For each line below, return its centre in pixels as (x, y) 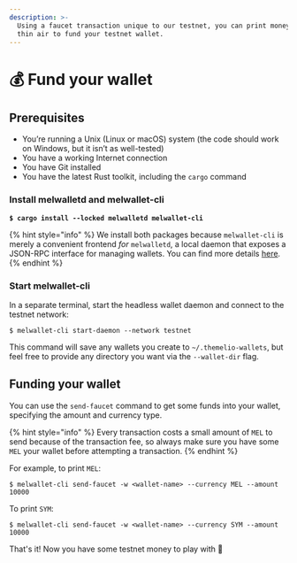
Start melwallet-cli (50, 286)
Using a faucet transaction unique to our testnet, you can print (142, 26)
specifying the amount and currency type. (86, 415)
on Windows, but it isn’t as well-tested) (93, 149)
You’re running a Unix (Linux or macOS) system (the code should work (150, 139)
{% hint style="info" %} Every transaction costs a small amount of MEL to (141, 432)
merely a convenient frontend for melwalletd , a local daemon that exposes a (148, 243)
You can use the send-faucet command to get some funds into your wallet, (145, 405)
